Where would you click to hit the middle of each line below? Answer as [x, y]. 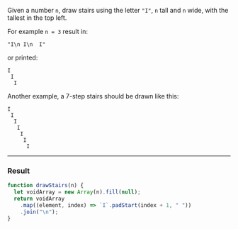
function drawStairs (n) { [45, 186]
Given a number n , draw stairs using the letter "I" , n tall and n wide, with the [118, 10]
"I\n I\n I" [27, 45]
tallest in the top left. [37, 18]
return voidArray [39, 199]
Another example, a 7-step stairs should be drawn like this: [93, 96]
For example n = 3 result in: [48, 32]
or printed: [23, 57]
